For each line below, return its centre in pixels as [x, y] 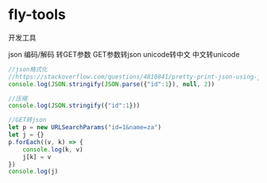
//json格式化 [28, 69]
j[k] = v [37, 157]
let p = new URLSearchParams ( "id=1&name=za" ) [85, 128]
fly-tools [37, 15]
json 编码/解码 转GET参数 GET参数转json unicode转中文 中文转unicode [124, 54]
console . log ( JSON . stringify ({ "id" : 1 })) [74, 106]
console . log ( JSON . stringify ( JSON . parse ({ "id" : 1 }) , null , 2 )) [112, 84]
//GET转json [27, 120]
